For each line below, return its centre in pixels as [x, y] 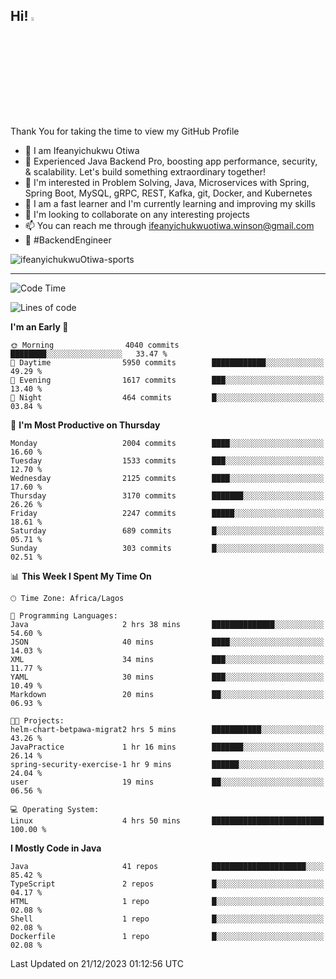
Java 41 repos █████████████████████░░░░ [167, 866]
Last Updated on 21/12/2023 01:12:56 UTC [97, 963]
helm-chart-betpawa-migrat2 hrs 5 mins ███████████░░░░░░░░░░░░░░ [167, 729]
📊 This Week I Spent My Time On [81, 576]
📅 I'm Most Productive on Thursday [85, 425]
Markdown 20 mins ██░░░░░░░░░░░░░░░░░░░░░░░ [167, 694]
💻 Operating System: [55, 809]
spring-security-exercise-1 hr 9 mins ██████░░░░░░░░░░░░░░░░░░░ [167, 764]
